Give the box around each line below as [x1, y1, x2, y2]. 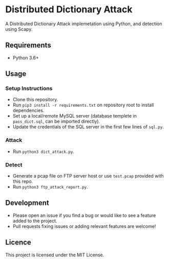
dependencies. [12, 107, 45, 114]
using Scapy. [5, 26, 33, 32]
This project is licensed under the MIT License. [5, 252, 104, 258]
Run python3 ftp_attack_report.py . [12, 184, 88, 190]
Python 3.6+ [12, 54, 39, 61]
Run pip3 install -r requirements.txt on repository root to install [12, 102, 154, 108]
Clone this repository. [12, 97, 58, 103]
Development [5, 199, 50, 208]
